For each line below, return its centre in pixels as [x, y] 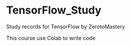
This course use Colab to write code [51, 38]
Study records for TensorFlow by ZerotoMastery [66, 27]
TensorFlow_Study [54, 10]
